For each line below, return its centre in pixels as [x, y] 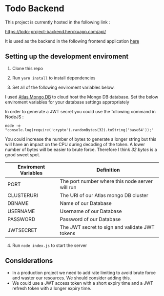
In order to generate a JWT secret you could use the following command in [81, 111]
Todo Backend [35, 9]
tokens [68, 233]
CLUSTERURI [23, 195]
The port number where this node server [106, 181]
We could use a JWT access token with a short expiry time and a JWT [83, 283]
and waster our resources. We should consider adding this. [72, 278]
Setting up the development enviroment [67, 57]
